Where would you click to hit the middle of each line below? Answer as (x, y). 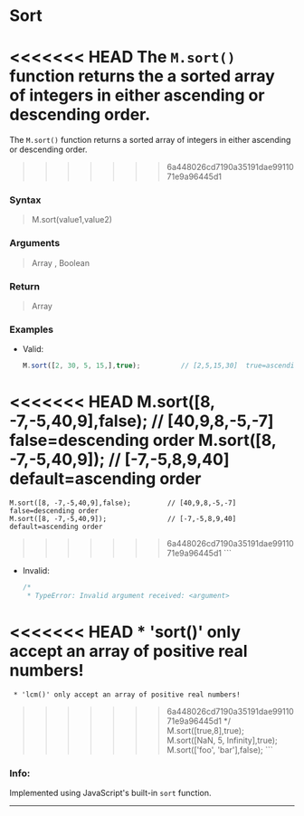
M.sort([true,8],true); (205, 730)
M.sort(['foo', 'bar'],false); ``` (220, 750)
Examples (32, 329)
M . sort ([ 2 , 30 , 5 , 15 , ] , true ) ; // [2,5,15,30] (130, 366)
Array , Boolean (61, 262)
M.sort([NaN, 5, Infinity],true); (222, 740)
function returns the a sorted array (142, 76)
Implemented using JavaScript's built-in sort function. (110, 793)
